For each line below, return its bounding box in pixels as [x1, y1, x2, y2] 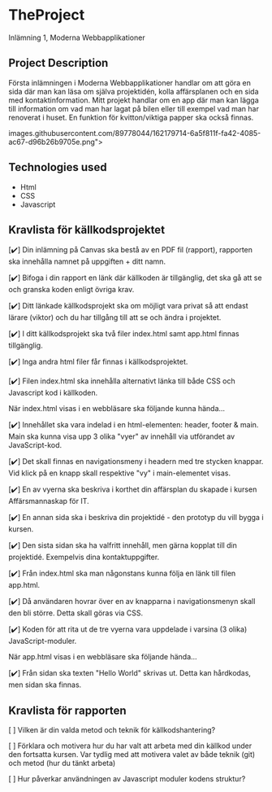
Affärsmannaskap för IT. [8, 497, 89, 506]
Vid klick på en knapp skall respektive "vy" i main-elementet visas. [8, 468, 231, 478]
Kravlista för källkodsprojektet [8, 222, 165, 237]
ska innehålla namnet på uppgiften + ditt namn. [8, 256, 166, 266]
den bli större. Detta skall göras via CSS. [8, 608, 144, 618]
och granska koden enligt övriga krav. [8, 285, 135, 295]
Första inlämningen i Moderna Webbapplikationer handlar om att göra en [8, 77, 252, 87]
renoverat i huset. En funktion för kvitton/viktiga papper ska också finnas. [8, 112, 254, 122]
